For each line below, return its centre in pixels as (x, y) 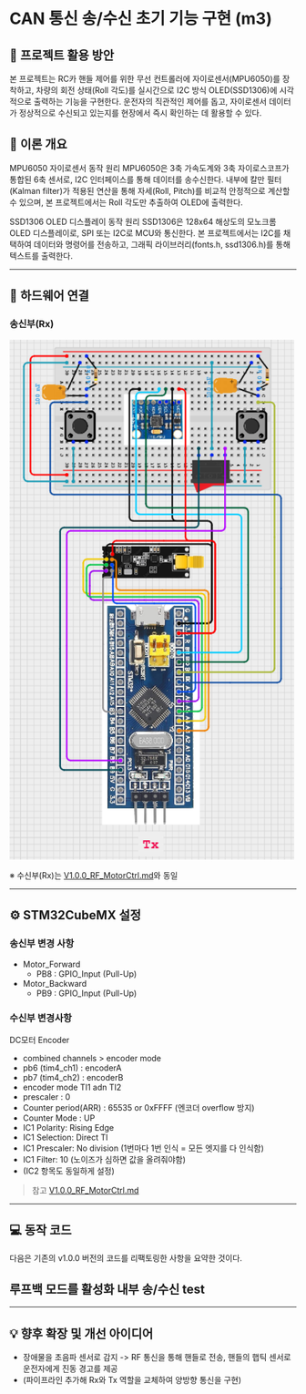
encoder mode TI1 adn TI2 (72, 1087)
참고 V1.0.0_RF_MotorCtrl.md (85, 1190)
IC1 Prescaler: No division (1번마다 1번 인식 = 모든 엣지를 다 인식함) (143, 1148)
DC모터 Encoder (40, 1040)
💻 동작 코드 (41, 1230)
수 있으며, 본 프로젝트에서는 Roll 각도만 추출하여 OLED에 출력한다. (126, 202)
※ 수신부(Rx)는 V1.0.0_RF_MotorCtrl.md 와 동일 (94, 875)
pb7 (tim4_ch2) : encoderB (73, 1077)
